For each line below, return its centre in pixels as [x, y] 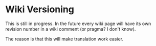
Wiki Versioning [40, 9]
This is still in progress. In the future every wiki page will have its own [78, 24]
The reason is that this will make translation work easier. [64, 39]
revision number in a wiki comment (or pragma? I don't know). [71, 29]
